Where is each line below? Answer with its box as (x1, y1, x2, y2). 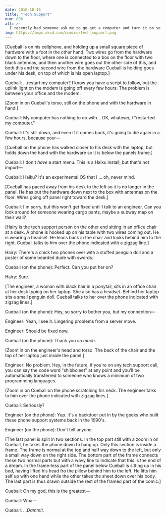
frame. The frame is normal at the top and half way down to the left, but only (5, 447, 161, 453)
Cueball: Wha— (5, 498, 37, 503)
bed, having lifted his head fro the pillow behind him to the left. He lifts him (5, 468, 157, 473)
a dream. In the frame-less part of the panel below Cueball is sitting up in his (5, 463, 162, 468)
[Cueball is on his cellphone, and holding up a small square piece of (5, 44, 144, 50)
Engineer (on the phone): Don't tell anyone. (5, 427, 93, 432)
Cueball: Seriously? (5, 402, 45, 408)
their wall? (5, 214, 26, 220)
